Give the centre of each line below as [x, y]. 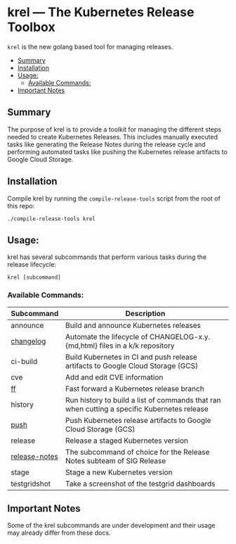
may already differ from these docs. [59, 533]
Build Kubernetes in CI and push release [132, 357]
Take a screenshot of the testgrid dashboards [140, 483]
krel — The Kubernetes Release [101, 12]
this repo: [21, 205]
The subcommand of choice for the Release [138, 452]
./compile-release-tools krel [52, 219]
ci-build [24, 361]
